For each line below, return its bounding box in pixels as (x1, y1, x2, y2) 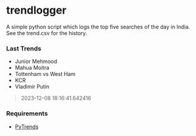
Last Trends (6, 44, 42, 52)
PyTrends (14, 123, 39, 130)
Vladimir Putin (14, 83, 50, 90)
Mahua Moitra (14, 64, 50, 71)
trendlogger (6, 4, 67, 17)
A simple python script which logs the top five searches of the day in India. (6, 23, 190, 30)
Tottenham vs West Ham (14, 71, 76, 78)
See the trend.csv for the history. (6, 29, 88, 36)
